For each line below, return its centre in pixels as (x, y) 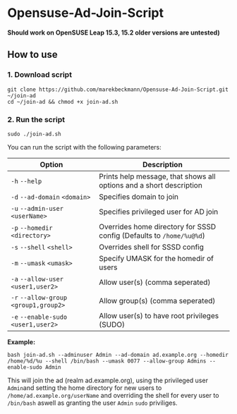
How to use (32, 55)
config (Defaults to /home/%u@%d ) (152, 236)
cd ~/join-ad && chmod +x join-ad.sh (63, 102)
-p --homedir (32, 228)
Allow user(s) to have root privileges (159, 315)
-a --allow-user (37, 279)
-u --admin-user (37, 208)
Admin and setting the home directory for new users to (85, 388)
